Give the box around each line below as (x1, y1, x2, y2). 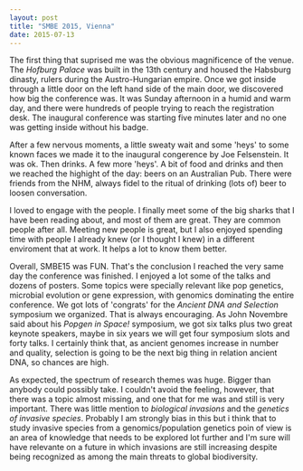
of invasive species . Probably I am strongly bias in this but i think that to (9, 413, 277, 424)
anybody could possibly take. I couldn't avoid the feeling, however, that (9, 384, 275, 395)
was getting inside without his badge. (9, 122, 149, 133)
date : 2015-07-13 (9, 30, 75, 39)
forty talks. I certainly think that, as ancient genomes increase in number (9, 338, 279, 349)
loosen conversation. (9, 187, 88, 199)
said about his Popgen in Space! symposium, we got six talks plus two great (9, 318, 293, 330)
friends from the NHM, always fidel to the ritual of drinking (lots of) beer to (9, 178, 287, 189)
